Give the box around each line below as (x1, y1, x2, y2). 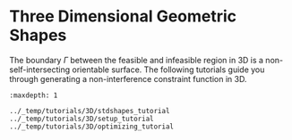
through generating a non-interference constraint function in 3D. (9, 73, 247, 84)
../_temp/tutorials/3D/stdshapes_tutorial (9, 106, 170, 115)
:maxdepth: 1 (9, 91, 58, 100)
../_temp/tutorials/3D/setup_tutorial (9, 114, 154, 123)
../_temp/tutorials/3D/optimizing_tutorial (9, 122, 175, 131)
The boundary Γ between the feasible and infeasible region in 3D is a (9, 54, 264, 65)
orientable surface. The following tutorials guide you (72, 64, 265, 75)
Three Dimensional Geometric (9, 6, 237, 27)
